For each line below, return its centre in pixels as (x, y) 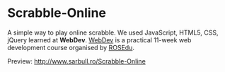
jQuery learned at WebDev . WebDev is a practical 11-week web (99, 40)
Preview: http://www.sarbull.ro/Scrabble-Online (77, 61)
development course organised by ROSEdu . (71, 47)
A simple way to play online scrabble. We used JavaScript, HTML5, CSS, (113, 32)
